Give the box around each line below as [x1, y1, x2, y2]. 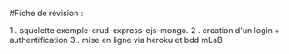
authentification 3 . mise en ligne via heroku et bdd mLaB [9, 35, 223, 45]
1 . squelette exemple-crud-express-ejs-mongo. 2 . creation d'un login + [9, 25, 280, 35]
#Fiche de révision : [9, 8, 84, 18]
